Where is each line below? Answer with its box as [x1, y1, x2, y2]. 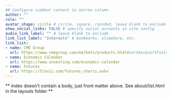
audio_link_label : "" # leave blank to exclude [5, 31, 109, 36]
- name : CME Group [5, 45, 45, 50]
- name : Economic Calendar [5, 54, 63, 60]
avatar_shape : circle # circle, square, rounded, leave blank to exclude [5, 21, 166, 27]
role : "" [5, 17, 24, 22]
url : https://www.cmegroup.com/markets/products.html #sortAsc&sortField [10, 50, 168, 55]
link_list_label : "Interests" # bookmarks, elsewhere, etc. [5, 36, 137, 41]
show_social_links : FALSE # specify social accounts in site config [5, 26, 155, 31]
